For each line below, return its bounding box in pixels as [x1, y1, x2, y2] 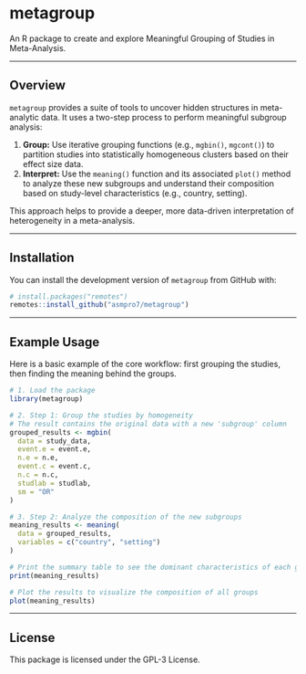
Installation [9, 250, 75, 266]
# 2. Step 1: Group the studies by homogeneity [9, 410, 194, 420]
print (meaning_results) [9, 571, 100, 580]
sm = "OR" [17, 487, 55, 496]
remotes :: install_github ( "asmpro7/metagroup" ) [9, 300, 189, 310]
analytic [9, 111, 39, 122]
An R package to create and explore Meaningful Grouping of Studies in [9, 33, 275, 44]
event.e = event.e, [17, 445, 92, 454]
